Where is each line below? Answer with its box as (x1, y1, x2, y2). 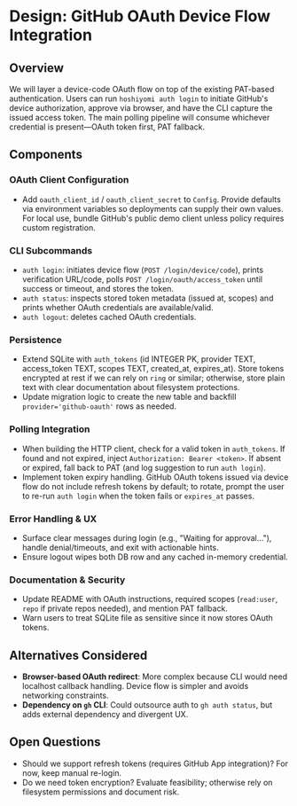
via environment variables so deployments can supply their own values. (21, 203, 284, 214)
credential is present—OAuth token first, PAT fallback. (9, 121, 206, 132)
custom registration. (21, 222, 96, 232)
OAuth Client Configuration (9, 174, 129, 186)
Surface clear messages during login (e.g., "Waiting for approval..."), (21, 532, 272, 543)
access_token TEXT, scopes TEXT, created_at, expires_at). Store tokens (21, 364, 285, 374)
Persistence (9, 333, 62, 346)
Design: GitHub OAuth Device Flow (9, 6, 271, 27)
